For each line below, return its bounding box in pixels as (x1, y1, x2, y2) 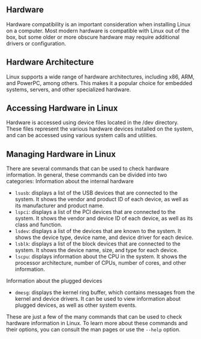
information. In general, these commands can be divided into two (6, 171, 167, 178)
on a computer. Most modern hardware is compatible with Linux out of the (6, 27, 190, 34)
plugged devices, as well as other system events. (14, 302, 137, 309)
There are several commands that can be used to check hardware (6, 165, 169, 172)
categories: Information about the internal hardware (6, 178, 134, 185)
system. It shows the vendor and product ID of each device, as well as (14, 196, 189, 203)
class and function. (14, 221, 62, 228)
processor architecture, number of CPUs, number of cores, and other (14, 259, 187, 267)
